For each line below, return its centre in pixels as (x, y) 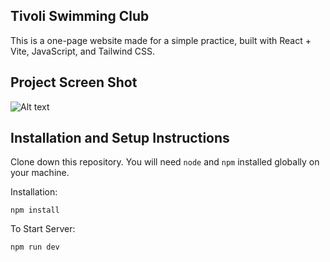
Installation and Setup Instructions (120, 138)
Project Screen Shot (74, 82)
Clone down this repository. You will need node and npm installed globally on (165, 162)
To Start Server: (43, 229)
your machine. (40, 173)
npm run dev (35, 247)
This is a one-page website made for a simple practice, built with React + (161, 40)
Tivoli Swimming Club (80, 16)
